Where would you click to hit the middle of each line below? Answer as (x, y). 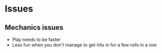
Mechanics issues (34, 28)
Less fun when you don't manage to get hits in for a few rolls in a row (84, 45)
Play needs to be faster (36, 39)
